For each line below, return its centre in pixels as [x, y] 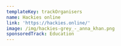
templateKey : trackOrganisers [44, 12]
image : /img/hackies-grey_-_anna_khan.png [60, 28]
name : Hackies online [34, 17]
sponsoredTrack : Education [40, 34]
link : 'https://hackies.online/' [48, 23]
